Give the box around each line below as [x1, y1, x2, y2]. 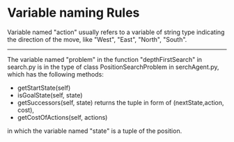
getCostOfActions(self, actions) [17, 113, 108, 121]
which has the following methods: [7, 70, 104, 78]
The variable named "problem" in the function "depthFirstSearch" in [7, 55, 203, 63]
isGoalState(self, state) [17, 90, 83, 99]
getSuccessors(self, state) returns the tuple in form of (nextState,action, [17, 98, 224, 106]
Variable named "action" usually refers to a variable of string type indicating [7, 28, 225, 36]
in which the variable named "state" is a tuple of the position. [7, 127, 182, 135]
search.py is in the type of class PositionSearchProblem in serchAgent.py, [7, 63, 219, 71]
